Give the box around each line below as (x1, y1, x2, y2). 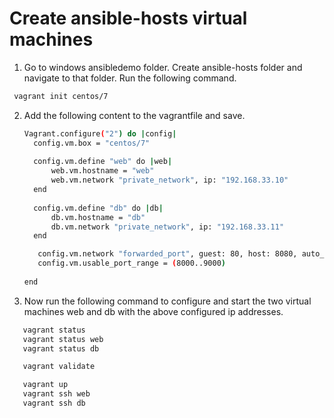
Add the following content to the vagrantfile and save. (23, 109, 246, 121)
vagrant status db (22, 343, 100, 354)
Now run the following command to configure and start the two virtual (23, 295, 312, 307)
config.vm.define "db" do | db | (33, 203, 164, 213)
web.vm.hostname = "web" (50, 166, 155, 176)
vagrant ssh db (22, 398, 86, 409)
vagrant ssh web (22, 389, 91, 399)
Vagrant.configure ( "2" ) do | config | (23, 128, 177, 139)
